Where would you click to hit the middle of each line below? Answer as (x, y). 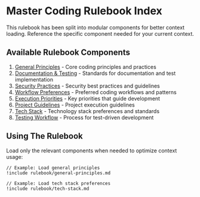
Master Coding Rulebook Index (84, 11)
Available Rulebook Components (68, 53)
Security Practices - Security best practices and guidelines (87, 86)
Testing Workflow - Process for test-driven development (84, 117)
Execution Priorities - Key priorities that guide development (87, 98)
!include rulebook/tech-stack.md (48, 189)
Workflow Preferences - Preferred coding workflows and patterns (96, 92)
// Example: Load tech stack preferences (59, 183)
